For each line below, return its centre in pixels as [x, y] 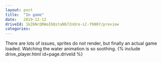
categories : [18, 29]
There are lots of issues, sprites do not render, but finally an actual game [81, 43]
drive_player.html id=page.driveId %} [44, 54]
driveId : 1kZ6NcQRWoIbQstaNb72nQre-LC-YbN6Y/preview [62, 24]
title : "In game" [25, 15]
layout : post [19, 10]
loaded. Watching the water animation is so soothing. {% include [73, 49]
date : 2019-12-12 [26, 19]
